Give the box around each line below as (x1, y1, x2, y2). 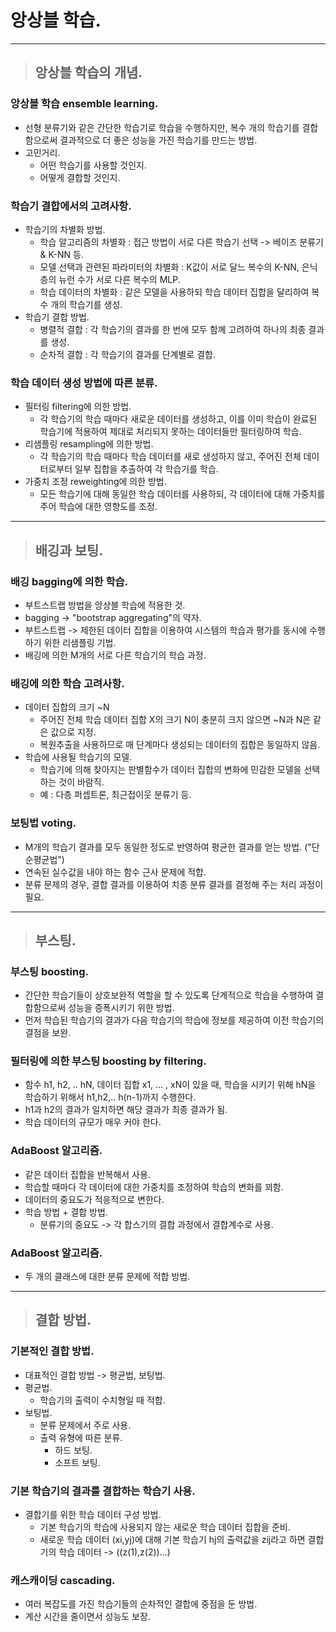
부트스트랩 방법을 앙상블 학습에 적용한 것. (24, 599, 186, 611)
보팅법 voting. (10, 816, 77, 830)
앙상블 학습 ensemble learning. (10, 97, 159, 111)
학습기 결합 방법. (24, 311, 90, 323)
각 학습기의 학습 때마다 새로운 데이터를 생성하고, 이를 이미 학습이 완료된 (39, 413, 318, 425)
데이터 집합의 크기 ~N (24, 701, 110, 713)
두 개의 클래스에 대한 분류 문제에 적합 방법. (24, 1271, 191, 1283)
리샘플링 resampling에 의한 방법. (24, 438, 154, 450)
